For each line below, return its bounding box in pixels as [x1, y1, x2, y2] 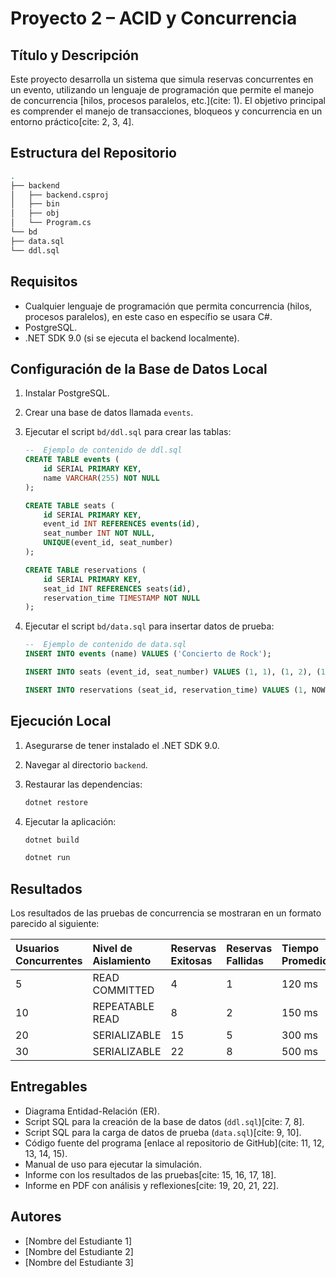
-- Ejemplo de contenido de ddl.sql [24, 445, 183, 456]
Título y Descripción [10, 47, 139, 64]
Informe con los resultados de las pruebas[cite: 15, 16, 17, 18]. [24, 1168, 277, 1181]
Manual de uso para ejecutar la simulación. [24, 1158, 202, 1170]
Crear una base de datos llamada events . [24, 407, 194, 419]
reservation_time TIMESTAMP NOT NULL [43, 593, 201, 603]
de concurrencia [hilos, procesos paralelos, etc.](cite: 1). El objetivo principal [10, 95, 326, 106]
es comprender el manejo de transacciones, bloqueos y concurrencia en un [10, 105, 323, 117]
